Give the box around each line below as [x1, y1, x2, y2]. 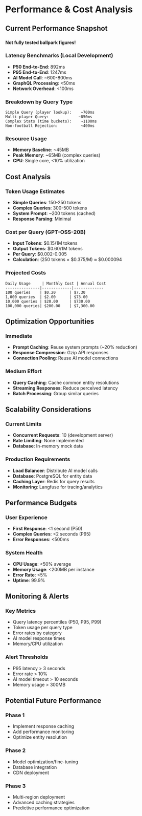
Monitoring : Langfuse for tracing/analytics [12, 484, 103, 490]
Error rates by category [12, 630, 62, 636]
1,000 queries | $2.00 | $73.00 [5, 294, 88, 299]
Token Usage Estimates [5, 188, 65, 195]
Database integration [12, 764, 57, 770]
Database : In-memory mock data [12, 443, 83, 449]
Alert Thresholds [5, 654, 49, 661]
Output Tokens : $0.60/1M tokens [12, 246, 83, 252]
